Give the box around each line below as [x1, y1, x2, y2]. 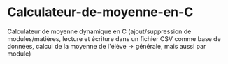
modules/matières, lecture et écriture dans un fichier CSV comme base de [7, 34, 222, 42]
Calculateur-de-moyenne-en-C [7, 4, 194, 20]
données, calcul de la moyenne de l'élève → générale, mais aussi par [7, 42, 206, 50]
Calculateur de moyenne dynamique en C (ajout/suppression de [7, 27, 192, 35]
